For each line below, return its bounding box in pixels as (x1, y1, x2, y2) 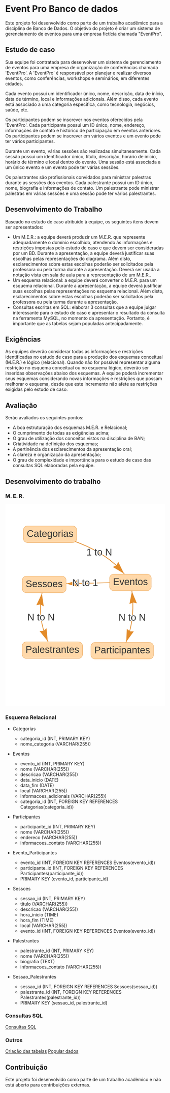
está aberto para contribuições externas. (5, 1082, 91, 1088)
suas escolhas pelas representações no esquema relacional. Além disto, (12, 288, 164, 294)
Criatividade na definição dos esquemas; (12, 441, 98, 447)
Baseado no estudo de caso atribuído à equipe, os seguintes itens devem (5, 218, 159, 224)
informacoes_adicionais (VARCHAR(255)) (20, 793, 107, 799)
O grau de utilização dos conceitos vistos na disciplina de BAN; (12, 436, 145, 442)
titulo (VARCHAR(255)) (20, 901, 68, 907)
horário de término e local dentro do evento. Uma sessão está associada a (5, 159, 161, 165)
